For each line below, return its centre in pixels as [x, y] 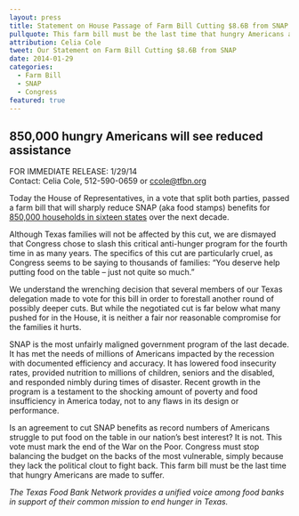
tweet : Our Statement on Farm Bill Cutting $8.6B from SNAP [123, 51]
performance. [34, 411]
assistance [40, 150]
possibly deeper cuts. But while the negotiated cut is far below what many [145, 309]
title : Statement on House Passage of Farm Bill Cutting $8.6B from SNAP [149, 26]
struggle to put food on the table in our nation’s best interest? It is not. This [146, 438]
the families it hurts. [45, 327]
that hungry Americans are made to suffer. [87, 475]
